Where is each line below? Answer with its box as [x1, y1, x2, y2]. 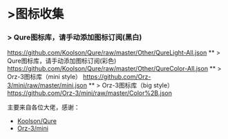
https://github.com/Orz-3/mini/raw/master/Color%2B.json [7, 89, 173, 97]
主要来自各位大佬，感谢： [7, 103, 80, 111]
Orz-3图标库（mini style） [7, 73, 82, 81]
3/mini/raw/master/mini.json [7, 81, 88, 89]
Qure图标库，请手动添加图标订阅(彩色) [7, 56, 117, 65]
